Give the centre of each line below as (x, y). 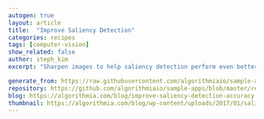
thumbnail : (26, 103)
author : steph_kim (38, 60)
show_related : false (42, 52)
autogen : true (31, 15)
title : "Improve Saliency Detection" (71, 30)
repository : (27, 88)
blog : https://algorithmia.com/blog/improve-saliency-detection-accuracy (132, 95)
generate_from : (33, 81)
